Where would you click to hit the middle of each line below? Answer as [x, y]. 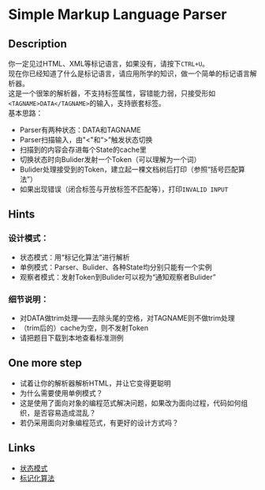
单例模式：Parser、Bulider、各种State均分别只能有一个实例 [116, 267]
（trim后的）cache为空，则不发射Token [84, 328]
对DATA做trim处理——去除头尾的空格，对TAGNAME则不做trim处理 [127, 318]
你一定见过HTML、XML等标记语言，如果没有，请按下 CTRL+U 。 [109, 64]
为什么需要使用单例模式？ [61, 393]
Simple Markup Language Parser [118, 15]
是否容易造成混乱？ [65, 413]
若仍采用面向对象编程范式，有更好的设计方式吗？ [99, 422]
